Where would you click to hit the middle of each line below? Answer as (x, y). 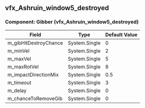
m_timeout (19, 83)
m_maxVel (19, 59)
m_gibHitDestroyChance (35, 43)
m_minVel (18, 51)
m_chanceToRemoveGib (35, 98)
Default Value (121, 35)
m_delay (17, 90)
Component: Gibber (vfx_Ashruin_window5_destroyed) (72, 22)
